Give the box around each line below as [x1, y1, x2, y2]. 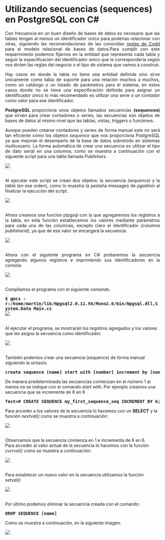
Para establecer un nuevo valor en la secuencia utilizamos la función [5, 471, 144, 477]
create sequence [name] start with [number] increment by [5, 369, 148, 375]
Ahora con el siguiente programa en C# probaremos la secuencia [5, 252, 160, 258]
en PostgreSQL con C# [5, 14, 99, 25]
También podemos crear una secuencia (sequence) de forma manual [5, 354, 145, 360]
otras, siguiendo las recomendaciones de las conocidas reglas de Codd [5, 40, 160, 46]
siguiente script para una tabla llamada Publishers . [5, 153, 107, 159]
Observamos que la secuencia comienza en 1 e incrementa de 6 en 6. [5, 437, 146, 443]
